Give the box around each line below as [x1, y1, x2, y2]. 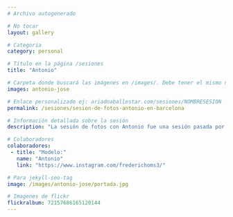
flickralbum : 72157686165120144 [7, 200, 101, 207]
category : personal [7, 48, 64, 55]
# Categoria [7, 41, 42, 48]
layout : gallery [7, 29, 54, 36]
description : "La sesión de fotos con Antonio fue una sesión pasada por [7, 124, 225, 131]
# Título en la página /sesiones [7, 60, 104, 68]
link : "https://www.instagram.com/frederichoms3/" [16, 162, 166, 169]
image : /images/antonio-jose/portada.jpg [7, 180, 129, 187]
